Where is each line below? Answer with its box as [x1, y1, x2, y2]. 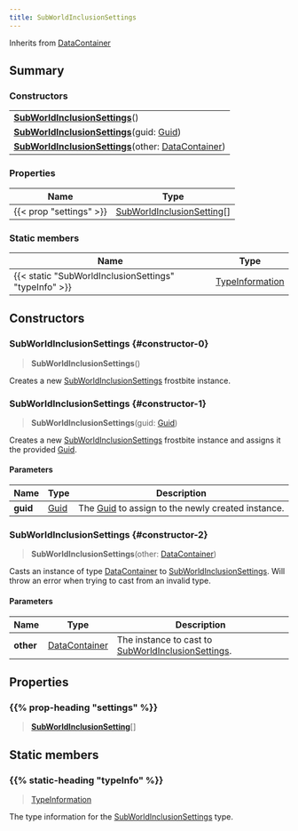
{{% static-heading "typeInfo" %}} [9, 774, 164, 787]
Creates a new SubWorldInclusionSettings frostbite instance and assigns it [9, 435, 281, 445]
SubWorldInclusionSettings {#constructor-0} [9, 338, 209, 350]
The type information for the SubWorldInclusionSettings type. [9, 811, 233, 822]
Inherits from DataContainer [9, 37, 111, 48]
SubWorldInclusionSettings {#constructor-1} [9, 397, 207, 410]
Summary [9, 63, 65, 78]
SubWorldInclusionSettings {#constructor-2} [9, 529, 208, 541]
